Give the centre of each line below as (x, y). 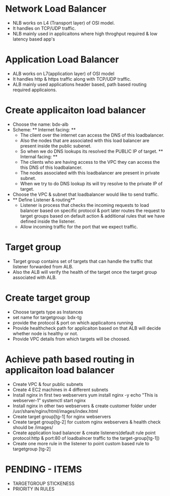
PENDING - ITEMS (44, 469)
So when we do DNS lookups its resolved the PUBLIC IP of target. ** (92, 151)
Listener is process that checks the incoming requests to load (84, 205)
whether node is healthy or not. (45, 333)
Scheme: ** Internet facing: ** (44, 129)
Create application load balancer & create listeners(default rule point (84, 433)
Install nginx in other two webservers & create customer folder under (84, 406)
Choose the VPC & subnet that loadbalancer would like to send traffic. (86, 194)
